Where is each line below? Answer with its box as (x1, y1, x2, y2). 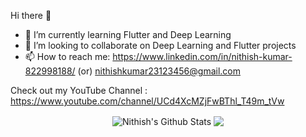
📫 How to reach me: (24, 51, 111, 62)
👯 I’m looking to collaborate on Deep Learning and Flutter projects (24, 40, 297, 51)
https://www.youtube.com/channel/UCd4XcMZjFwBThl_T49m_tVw (10, 95, 285, 107)
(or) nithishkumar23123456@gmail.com (77, 65, 241, 77)
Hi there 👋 (10, 10, 52, 21)
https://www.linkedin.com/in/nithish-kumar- (112, 51, 293, 62)
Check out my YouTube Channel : (10, 85, 148, 96)
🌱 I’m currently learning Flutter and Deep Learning (24, 29, 232, 40)
